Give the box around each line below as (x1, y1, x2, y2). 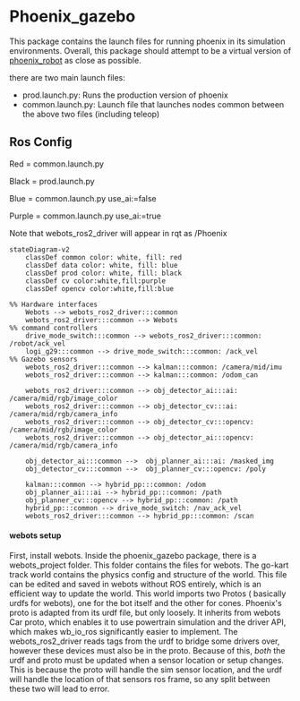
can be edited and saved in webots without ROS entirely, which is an (9, 578, 261, 589)
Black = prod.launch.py (9, 175, 96, 186)
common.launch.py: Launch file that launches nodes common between (21, 98, 285, 109)
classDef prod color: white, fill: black (25, 269, 182, 278)
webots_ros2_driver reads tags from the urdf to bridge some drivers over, (9, 636, 280, 646)
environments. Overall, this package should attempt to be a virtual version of (9, 45, 292, 56)
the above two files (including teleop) (21, 108, 160, 119)
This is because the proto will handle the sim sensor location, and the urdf (9, 664, 282, 675)
